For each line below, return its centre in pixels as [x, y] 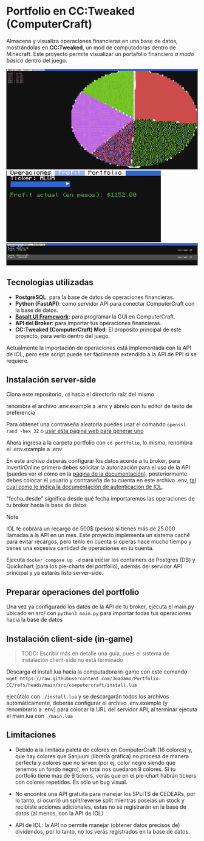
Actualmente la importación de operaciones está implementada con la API [99, 348]
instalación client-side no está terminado [72, 660]
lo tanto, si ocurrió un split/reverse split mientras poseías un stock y [100, 800]
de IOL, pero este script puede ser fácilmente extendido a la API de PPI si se [102, 354]
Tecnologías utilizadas [50, 282]
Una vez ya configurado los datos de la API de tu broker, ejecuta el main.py [100, 607]
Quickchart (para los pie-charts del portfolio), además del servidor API [94, 566]
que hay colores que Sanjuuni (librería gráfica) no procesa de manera [102, 756]
